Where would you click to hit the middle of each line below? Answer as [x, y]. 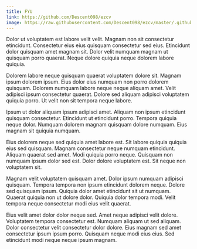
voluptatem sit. [24, 167]
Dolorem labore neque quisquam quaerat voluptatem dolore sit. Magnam [94, 76]
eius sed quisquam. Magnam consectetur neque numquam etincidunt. [91, 148]
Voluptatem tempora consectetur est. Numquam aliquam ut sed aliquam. [94, 221]
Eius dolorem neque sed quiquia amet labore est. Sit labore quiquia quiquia [96, 142]
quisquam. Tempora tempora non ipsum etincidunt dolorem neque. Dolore [96, 185]
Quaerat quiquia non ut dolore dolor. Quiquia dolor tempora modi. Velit [91, 197]
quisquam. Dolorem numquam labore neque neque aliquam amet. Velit [91, 88]
